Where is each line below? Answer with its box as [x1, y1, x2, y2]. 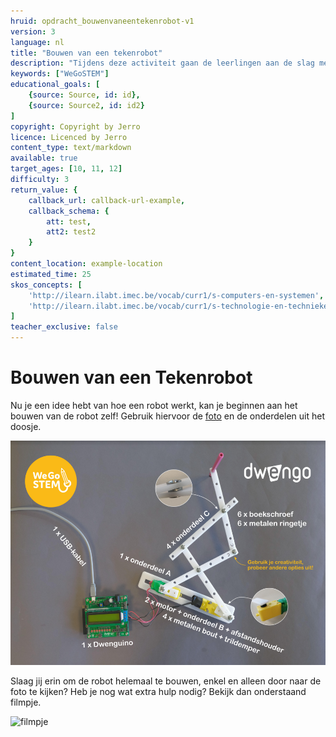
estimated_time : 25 [10, 269, 92, 279]
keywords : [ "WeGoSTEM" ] [10, 69, 110, 79]
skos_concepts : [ [10, 280, 83, 290]
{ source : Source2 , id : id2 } [28, 100, 145, 110]
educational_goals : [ [10, 80, 101, 90]
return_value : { [10, 185, 78, 195]
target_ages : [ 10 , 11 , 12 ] [10, 164, 123, 174]
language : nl [10, 37, 65, 47]
